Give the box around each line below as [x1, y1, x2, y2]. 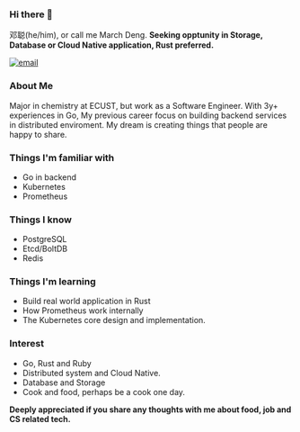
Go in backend [22, 171, 77, 183]
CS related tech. [9, 413, 71, 424]
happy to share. [9, 129, 67, 139]
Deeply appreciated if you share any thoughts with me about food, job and [9, 404, 292, 415]
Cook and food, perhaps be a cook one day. [22, 386, 186, 397]
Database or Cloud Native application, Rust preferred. [9, 40, 214, 50]
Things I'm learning [9, 275, 96, 288]
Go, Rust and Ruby [22, 357, 92, 368]
